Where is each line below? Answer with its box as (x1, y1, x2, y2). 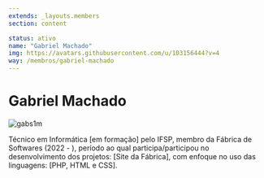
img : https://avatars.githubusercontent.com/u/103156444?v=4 (8, 50, 220, 58)
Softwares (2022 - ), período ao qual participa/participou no (8, 143, 210, 153)
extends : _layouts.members (8, 11, 100, 20)
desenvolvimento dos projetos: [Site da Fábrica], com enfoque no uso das (8, 151, 256, 161)
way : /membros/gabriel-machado (8, 57, 115, 65)
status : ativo (8, 34, 57, 42)
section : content (8, 20, 67, 28)
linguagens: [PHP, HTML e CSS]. (8, 160, 118, 170)
